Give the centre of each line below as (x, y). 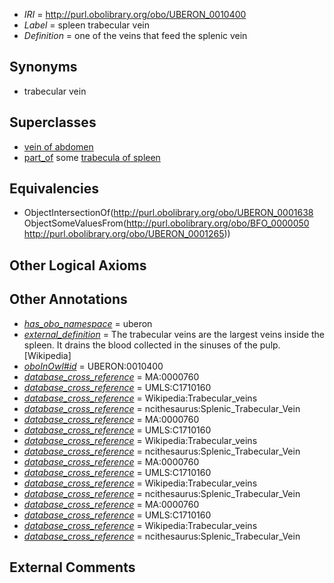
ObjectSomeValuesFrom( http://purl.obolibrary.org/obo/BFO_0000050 (166, 223)
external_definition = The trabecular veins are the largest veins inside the (174, 334)
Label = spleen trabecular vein (86, 25)
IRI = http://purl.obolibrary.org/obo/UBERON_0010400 (135, 14)
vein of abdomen (58, 146)
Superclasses (53, 122)
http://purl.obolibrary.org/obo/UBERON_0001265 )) (127, 234)
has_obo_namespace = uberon (88, 323)
